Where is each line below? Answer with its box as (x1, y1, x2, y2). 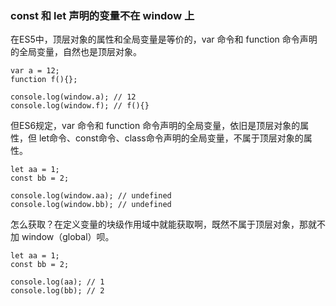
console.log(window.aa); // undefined (10, 191, 172, 201)
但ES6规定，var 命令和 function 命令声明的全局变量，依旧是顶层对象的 (10, 120, 301, 132)
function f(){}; (10, 75, 78, 85)
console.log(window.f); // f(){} (10, 101, 150, 111)
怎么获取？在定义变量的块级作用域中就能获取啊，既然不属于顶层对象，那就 (10, 218, 317, 231)
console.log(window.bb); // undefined (10, 200, 172, 210)
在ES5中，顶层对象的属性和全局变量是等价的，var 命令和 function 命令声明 (10, 33, 318, 46)
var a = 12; (10, 66, 60, 76)
